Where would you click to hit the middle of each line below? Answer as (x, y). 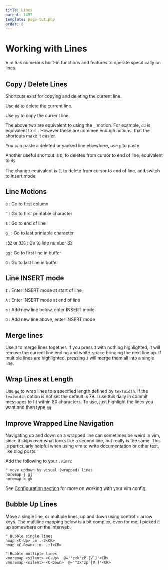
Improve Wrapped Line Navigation (60, 423)
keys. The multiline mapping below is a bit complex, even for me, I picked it (83, 522)
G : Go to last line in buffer (32, 262)
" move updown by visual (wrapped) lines (49, 470)
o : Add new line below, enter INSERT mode (50, 309)
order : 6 (14, 24)
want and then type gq (28, 408)
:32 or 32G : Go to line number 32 (39, 242)
